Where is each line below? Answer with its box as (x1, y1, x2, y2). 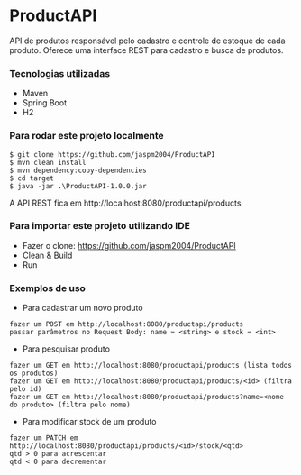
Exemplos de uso (9, 281, 86, 294)
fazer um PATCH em (9, 434, 78, 443)
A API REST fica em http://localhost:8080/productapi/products (9, 197, 242, 208)
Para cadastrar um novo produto (22, 303, 143, 314)
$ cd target (9, 173, 54, 183)
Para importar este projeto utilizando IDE (9, 220, 191, 233)
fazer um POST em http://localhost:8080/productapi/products (9, 320, 244, 329)
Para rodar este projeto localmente (9, 130, 164, 142)
